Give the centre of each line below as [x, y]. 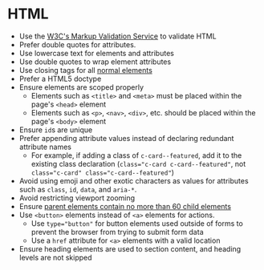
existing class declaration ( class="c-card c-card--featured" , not [138, 163]
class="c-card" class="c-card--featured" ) [102, 172]
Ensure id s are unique [56, 130]
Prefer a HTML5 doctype [60, 79]
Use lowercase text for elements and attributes [96, 53]
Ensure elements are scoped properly [81, 87]
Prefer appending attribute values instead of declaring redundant [126, 138]
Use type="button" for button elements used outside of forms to [137, 223]
